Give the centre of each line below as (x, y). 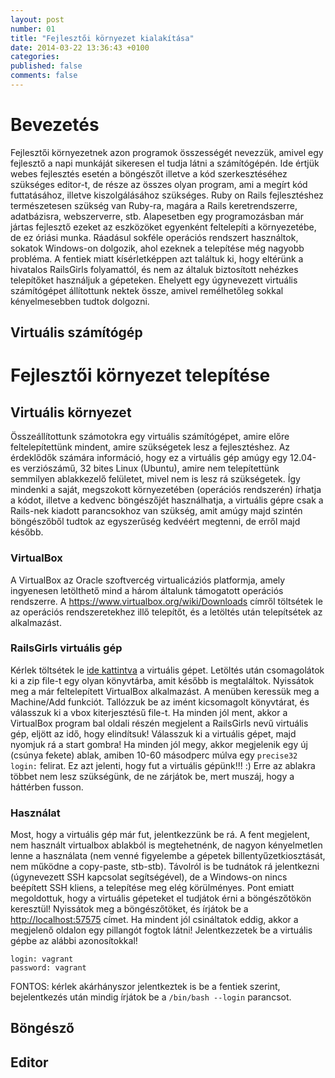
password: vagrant (48, 968)
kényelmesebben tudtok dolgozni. (80, 301)
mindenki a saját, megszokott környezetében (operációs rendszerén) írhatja (166, 490)
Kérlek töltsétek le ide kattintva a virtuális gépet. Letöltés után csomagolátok (167, 670)
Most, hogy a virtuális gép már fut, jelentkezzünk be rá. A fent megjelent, (160, 835)
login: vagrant (42, 959)
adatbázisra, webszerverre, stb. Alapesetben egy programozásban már (157, 216)
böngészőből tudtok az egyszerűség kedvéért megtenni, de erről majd (155, 522)
